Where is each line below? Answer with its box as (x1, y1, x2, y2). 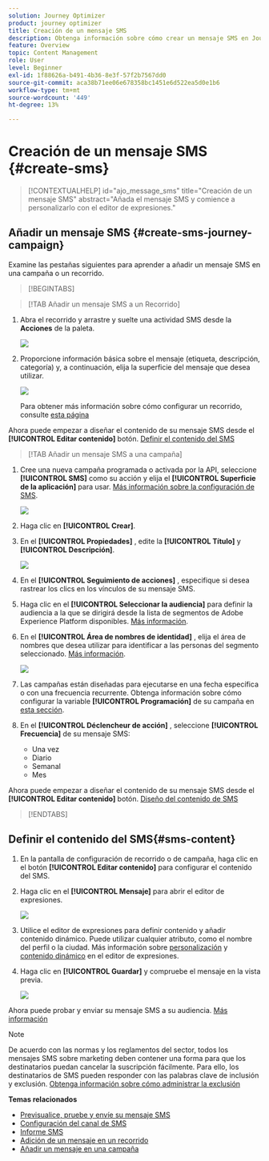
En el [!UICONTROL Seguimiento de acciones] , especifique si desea (19, 575, 250, 585)
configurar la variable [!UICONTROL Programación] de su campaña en (19, 696, 255, 706)
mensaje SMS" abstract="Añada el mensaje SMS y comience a (27, 194, 235, 204)
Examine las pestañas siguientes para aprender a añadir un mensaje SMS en (8, 259, 261, 269)
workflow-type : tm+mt (8, 86, 81, 94)
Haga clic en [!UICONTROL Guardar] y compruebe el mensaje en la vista (19, 966, 261, 976)
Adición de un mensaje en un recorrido (19, 1135, 149, 1145)
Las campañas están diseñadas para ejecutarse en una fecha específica (19, 679, 259, 689)
